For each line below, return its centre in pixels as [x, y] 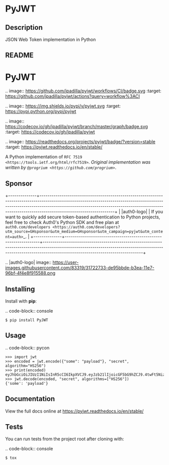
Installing [20, 289]
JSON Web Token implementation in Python [51, 39]
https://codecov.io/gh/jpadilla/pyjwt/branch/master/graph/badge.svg [77, 127]
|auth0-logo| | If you [142, 212]
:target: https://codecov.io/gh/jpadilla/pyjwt [50, 132]
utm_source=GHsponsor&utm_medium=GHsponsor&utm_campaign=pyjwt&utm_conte [84, 232]
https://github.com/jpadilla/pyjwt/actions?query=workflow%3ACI [72, 96]
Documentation [30, 399]
